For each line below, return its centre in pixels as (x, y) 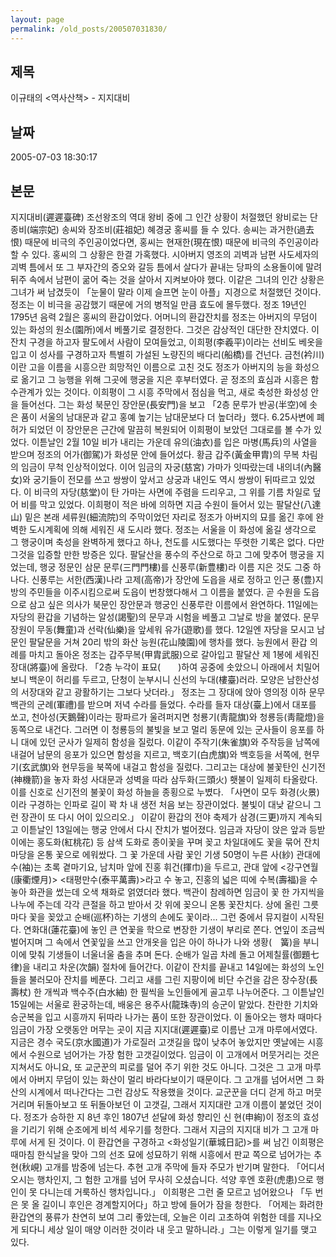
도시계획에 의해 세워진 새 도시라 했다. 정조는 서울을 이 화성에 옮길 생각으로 (172, 529)
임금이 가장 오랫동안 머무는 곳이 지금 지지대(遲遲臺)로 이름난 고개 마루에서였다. (164, 1029)
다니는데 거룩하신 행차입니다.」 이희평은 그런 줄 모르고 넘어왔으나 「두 (176, 1192)
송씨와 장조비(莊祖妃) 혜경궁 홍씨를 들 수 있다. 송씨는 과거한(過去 (188, 229)
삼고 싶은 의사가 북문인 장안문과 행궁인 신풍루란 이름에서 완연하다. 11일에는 (173, 604)
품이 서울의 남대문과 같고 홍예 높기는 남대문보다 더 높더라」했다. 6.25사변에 (167, 417)
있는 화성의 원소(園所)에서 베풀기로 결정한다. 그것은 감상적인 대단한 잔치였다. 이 (165, 329)
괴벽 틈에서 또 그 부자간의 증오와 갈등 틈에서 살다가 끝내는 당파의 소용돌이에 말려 (166, 267)
